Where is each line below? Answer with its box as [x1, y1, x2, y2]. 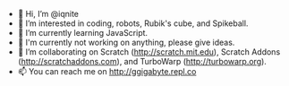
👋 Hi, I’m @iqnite [17, 9, 79, 19]
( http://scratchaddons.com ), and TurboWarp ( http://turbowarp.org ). [17, 56, 267, 66]
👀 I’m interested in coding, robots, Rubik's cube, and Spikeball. [17, 18, 249, 29]
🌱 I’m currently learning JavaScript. [17, 28, 149, 38]
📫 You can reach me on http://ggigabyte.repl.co [17, 66, 197, 76]
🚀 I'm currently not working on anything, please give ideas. [17, 37, 235, 47]
